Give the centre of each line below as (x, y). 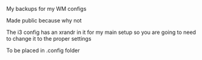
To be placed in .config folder (43, 50)
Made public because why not (44, 20)
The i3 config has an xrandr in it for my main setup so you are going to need (101, 32)
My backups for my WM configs (46, 9)
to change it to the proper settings (49, 38)
